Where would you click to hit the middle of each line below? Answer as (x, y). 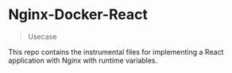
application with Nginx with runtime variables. (83, 60)
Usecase (42, 36)
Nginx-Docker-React (78, 15)
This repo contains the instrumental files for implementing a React (116, 52)
